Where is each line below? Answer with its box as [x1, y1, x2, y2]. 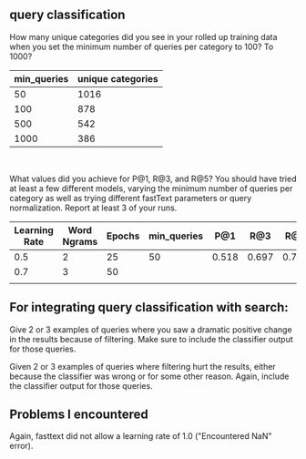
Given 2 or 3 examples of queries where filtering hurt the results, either [9, 361, 276, 372]
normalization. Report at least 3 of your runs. [9, 202, 178, 213]
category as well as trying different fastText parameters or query [9, 192, 252, 203]
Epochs [106, 229, 140, 242]
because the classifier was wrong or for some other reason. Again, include [9, 371, 290, 382]
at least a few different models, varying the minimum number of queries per [9, 182, 293, 194]
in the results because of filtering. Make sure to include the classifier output [9, 333, 293, 344]
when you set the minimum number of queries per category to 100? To [9, 41, 274, 52]
